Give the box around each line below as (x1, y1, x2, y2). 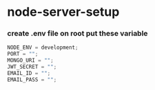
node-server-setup (7, 4, 120, 20)
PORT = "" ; (7, 51, 39, 58)
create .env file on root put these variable (7, 29, 148, 38)
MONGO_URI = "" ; (7, 57, 54, 64)
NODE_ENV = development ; (7, 44, 79, 52)
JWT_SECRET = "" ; (7, 63, 57, 71)
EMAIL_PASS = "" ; (7, 76, 57, 83)
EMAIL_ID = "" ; (7, 69, 51, 76)
